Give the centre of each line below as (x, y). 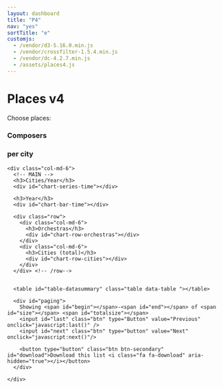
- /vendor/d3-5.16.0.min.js (54, 45)
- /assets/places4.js (44, 65)
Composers (27, 136)
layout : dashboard (33, 13)
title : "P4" (24, 20)
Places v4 (36, 99)
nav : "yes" (23, 26)
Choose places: (29, 118)
